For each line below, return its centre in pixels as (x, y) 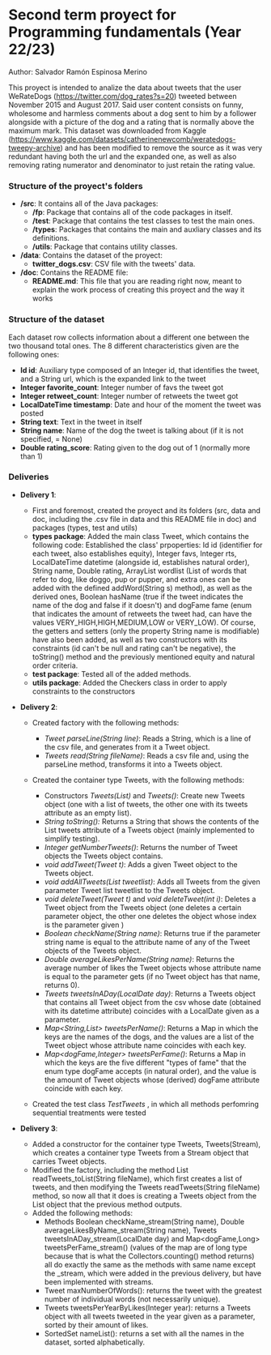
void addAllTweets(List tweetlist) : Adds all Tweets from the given (152, 882)
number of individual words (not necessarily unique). (132, 1299)
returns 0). (62, 985)
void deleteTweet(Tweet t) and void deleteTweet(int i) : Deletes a (150, 899)
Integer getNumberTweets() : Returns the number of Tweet (141, 847)
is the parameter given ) (84, 925)
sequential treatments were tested (89, 1113)
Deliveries (29, 477)
